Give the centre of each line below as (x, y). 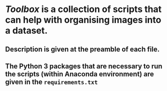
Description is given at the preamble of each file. (82, 49)
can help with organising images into (83, 20)
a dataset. (26, 31)
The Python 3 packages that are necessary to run (84, 66)
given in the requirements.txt (51, 82)
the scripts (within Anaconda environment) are (79, 74)
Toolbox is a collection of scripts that (83, 9)
